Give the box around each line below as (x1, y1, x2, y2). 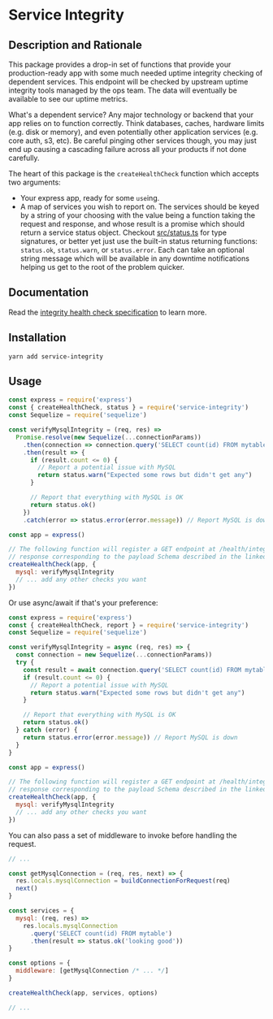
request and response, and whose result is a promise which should (19, 219, 245, 228)
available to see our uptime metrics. (8, 94, 128, 103)
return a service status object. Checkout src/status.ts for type (19, 228, 227, 237)
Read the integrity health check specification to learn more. (8, 307, 207, 317)
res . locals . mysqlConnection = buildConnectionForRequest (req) (15, 877, 231, 885)
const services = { (8, 907, 75, 915)
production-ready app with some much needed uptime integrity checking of (8, 68, 263, 78)
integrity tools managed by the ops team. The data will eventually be (8, 85, 237, 95)
